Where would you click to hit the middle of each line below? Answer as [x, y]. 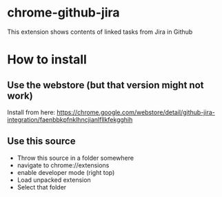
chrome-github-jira [63, 13]
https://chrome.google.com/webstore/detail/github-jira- [136, 112]
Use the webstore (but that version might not [105, 85]
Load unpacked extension [54, 180]
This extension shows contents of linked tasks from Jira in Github [100, 32]
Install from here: [31, 112]
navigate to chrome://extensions [63, 165]
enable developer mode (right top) [66, 172]
